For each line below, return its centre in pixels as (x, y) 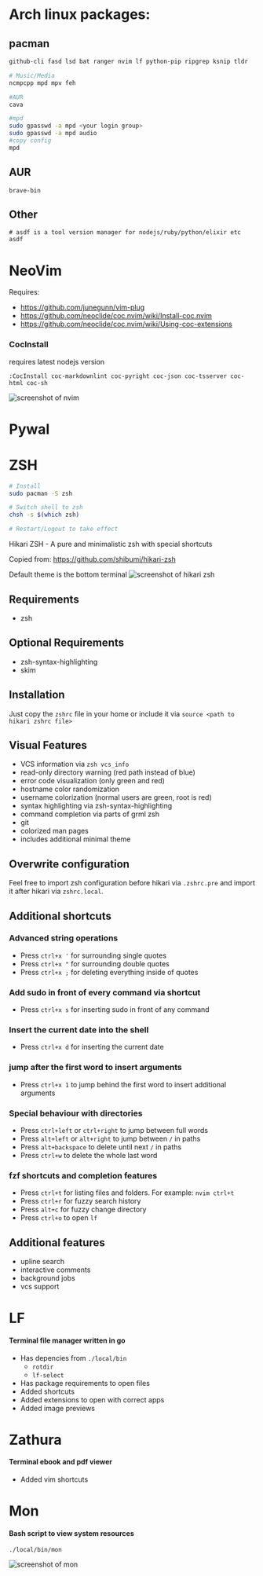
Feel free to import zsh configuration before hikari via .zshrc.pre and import (132, 883)
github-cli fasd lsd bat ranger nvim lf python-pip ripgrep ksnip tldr (128, 61)
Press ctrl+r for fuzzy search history (80, 1201)
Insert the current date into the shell (79, 1030)
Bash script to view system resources (71, 1533)
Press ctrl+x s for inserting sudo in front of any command (115, 1010)
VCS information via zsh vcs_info (75, 764)
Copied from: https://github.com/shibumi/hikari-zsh (92, 559)
